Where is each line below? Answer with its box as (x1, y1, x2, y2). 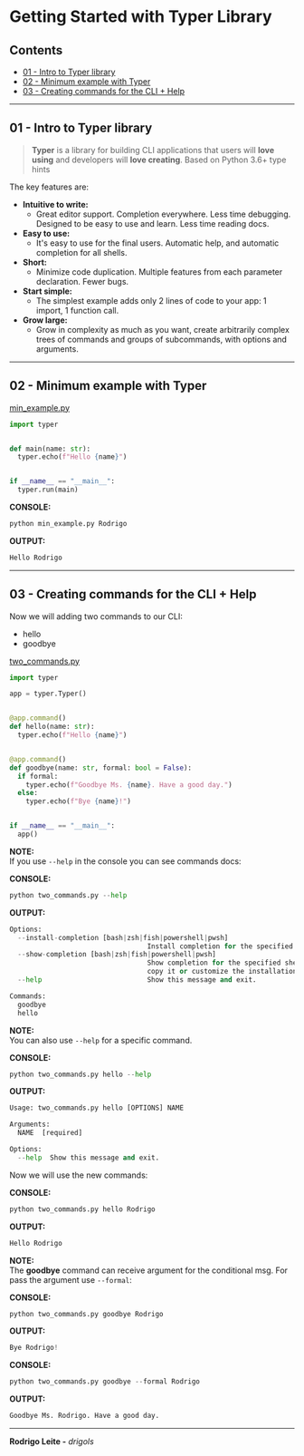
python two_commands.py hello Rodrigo (9, 1204, 156, 1214)
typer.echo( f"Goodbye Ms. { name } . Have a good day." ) (25, 780, 233, 790)
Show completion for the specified (147, 958, 281, 967)
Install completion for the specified (147, 941, 294, 951)
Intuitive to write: (22, 199, 89, 209)
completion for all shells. (35, 247, 128, 257)
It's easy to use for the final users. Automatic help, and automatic (35, 238, 280, 248)
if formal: (17, 772, 59, 781)
